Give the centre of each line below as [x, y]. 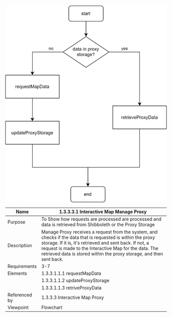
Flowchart [52, 307]
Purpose [16, 222]
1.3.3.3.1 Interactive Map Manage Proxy [103, 212]
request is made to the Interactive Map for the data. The [100, 248]
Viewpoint [18, 307]
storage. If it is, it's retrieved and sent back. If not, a [95, 243]
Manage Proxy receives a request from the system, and [99, 232]
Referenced [20, 295]
